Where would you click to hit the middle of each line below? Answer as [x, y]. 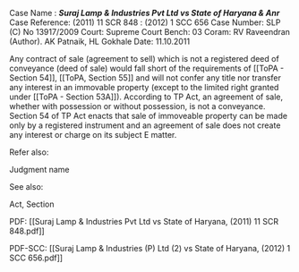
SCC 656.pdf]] [36, 258]
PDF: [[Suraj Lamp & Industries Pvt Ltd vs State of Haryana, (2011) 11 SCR [144, 221]
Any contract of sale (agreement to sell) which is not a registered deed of [144, 59]
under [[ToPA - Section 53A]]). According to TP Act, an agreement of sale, [146, 97]
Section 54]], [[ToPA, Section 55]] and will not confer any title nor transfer [145, 78]
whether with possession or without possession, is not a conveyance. [137, 106]
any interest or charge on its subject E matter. [93, 135]
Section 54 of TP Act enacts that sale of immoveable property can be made [149, 116]
